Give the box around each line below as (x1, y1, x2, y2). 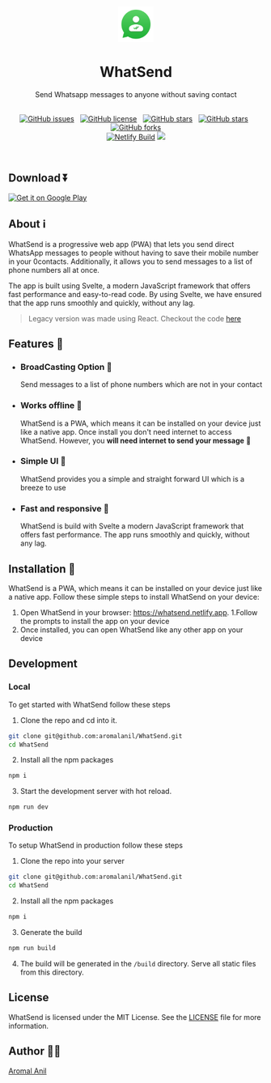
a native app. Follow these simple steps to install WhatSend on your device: (8, 592, 260, 601)
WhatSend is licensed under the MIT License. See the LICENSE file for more (8, 1012, 261, 1021)
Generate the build (19, 928, 83, 937)
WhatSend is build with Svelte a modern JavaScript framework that (19, 521, 244, 531)
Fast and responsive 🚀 (19, 503, 109, 514)
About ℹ (8, 217, 46, 231)
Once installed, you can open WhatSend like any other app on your (19, 625, 243, 635)
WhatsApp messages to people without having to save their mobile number (8, 248, 259, 257)
